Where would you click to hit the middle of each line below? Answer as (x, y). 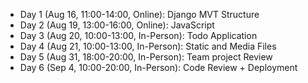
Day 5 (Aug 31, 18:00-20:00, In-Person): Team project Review (146, 57)
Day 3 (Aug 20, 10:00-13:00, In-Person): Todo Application (138, 35)
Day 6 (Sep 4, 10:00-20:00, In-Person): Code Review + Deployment (158, 67)
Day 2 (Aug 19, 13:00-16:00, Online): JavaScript (117, 25)
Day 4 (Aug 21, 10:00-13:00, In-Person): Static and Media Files (148, 46)
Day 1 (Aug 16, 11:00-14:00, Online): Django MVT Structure (139, 14)
